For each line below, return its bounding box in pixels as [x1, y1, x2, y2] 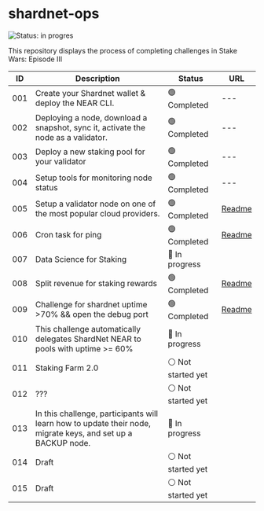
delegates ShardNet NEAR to [35, 333, 141, 344]
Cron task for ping [35, 230, 102, 241]
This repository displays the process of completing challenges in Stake [8, 46, 238, 55]
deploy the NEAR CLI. [35, 97, 115, 108]
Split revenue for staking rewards [35, 278, 157, 289]
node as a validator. [35, 131, 108, 142]
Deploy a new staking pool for [35, 146, 145, 157]
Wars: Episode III [8, 54, 63, 64]
